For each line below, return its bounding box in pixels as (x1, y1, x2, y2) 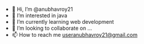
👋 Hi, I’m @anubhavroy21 (11, 6, 73, 12)
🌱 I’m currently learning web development (11, 18, 114, 25)
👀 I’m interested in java (11, 12, 68, 19)
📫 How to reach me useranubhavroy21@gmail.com (11, 32, 138, 38)
